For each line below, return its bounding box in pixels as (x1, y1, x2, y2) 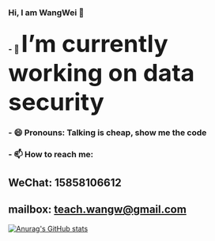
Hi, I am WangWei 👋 (8, 7, 85, 18)
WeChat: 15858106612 (8, 176, 123, 190)
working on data (8, 57, 195, 88)
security (8, 86, 104, 117)
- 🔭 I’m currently (8, 28, 168, 58)
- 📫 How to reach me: (8, 149, 94, 160)
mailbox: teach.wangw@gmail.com (8, 203, 187, 217)
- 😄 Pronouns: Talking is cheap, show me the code (8, 126, 207, 137)
